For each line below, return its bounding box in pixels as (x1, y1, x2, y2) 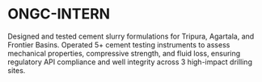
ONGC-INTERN (7, 5, 111, 23)
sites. (7, 65, 26, 75)
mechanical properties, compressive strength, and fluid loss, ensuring (7, 48, 241, 58)
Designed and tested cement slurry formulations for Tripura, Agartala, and (7, 31, 255, 41)
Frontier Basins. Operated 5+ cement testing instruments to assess (7, 39, 230, 49)
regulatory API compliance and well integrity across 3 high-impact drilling (7, 57, 252, 67)
